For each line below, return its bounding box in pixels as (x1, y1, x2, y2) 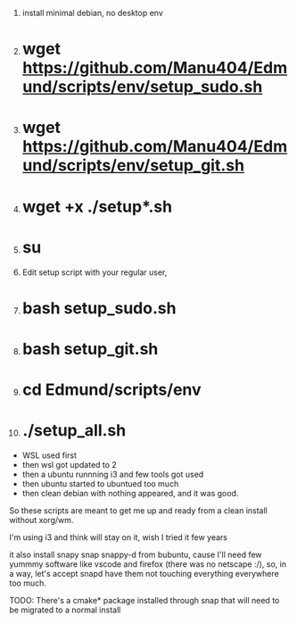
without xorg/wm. (9, 515, 74, 525)
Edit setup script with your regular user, (21, 267, 168, 278)
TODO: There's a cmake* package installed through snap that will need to (9, 595, 280, 605)
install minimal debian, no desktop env (21, 8, 163, 18)
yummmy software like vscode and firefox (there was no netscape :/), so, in (9, 559, 287, 570)
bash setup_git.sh (21, 338, 159, 359)
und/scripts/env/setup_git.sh (21, 155, 245, 176)
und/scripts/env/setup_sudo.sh (21, 77, 263, 97)
